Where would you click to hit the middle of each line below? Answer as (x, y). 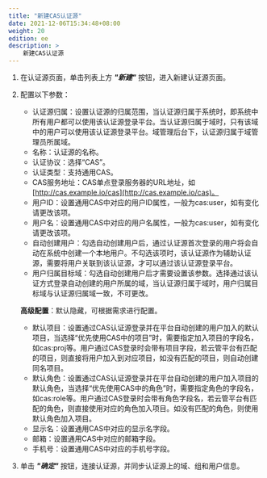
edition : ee (28, 38)
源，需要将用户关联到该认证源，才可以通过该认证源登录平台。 (135, 263)
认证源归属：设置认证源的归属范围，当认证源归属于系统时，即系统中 (145, 111)
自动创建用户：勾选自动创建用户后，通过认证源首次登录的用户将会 (142, 243)
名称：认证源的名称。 (67, 152)
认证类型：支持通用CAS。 (75, 172)
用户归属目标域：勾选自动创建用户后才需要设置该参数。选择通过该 (142, 273)
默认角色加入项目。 (64, 418)
